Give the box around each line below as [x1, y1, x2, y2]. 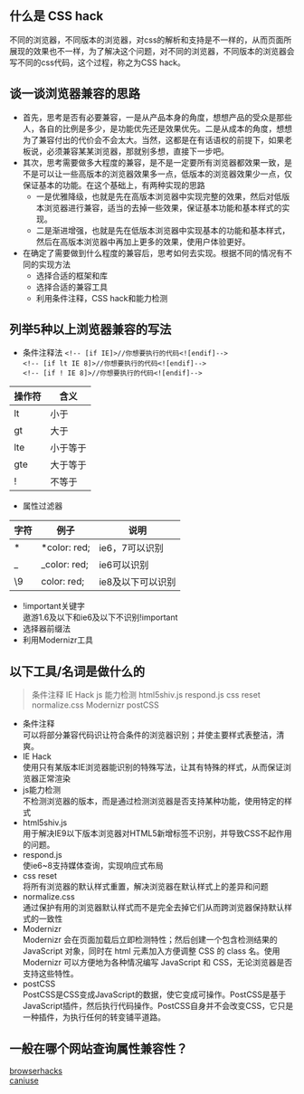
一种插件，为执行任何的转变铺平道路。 [22, 1012, 166, 1023]
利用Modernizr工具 [22, 634, 93, 645]
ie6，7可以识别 [99, 542, 165, 555]
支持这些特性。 [22, 968, 79, 979]
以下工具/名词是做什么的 [9, 663, 146, 679]
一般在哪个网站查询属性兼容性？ [9, 1041, 188, 1056]
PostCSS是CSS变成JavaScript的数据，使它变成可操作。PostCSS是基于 [22, 989, 287, 1000]
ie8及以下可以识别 [99, 576, 176, 588]
